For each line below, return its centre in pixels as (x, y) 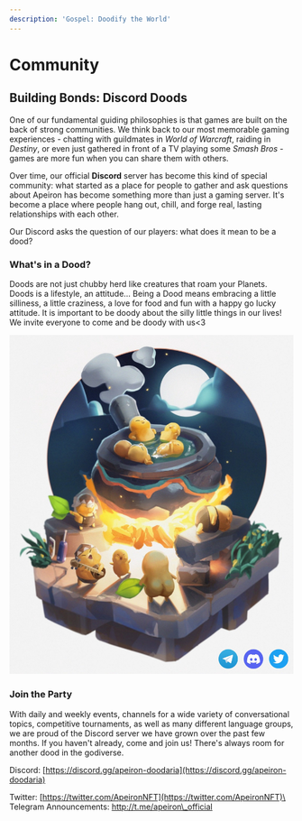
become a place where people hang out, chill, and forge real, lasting (136, 204)
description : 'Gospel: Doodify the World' (90, 19)
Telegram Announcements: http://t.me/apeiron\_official (111, 807)
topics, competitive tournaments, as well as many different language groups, (151, 724)
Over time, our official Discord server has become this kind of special (138, 175)
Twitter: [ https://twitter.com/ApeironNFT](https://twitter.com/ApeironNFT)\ (147, 797)
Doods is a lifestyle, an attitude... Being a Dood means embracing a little (143, 293)
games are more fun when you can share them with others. (119, 158)
